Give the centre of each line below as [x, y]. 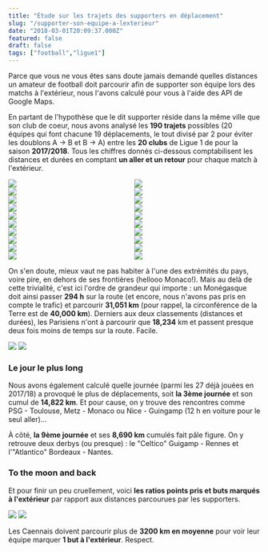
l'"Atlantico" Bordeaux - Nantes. [61, 452]
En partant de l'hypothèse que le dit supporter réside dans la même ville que [134, 117]
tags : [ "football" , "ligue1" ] [57, 53]
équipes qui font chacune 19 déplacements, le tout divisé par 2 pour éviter [131, 134]
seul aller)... [28, 420]
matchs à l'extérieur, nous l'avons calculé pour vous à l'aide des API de [126, 93]
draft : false [30, 46]
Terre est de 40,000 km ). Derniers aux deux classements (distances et [126, 313]
